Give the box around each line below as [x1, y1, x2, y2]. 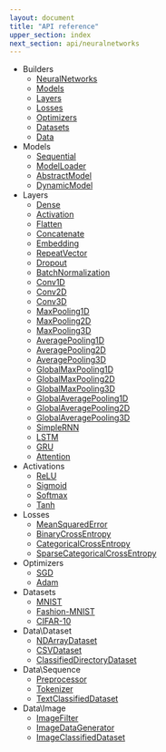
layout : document [9, 13, 75, 23]
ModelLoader [35, 160, 87, 171]
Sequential [35, 151, 77, 162]
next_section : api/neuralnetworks [9, 38, 141, 48]
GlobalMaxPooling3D [35, 384, 115, 395]
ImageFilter [35, 713, 79, 724]
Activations [22, 461, 65, 472]
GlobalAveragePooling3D [35, 412, 131, 424]
